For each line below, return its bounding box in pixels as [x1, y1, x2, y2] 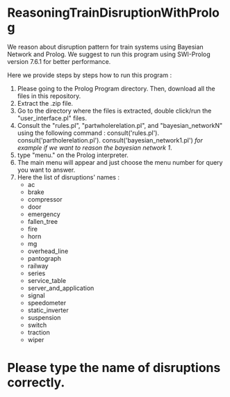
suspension [27, 313, 61, 321]
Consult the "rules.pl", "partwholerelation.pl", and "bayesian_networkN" [17, 121, 223, 129]
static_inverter [27, 306, 69, 314]
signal [27, 291, 45, 300]
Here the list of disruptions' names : [17, 172, 120, 181]
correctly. [7, 375, 65, 391]
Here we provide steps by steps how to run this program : [7, 71, 172, 79]
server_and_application [27, 284, 95, 292]
